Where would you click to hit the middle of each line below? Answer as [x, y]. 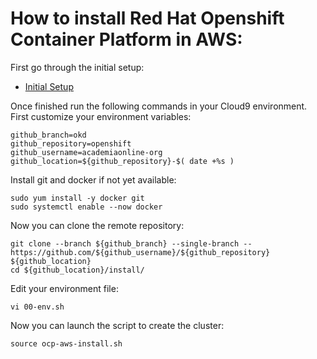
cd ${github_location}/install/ [77, 270]
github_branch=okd [48, 135]
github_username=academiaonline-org [86, 152]
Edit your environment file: [64, 288]
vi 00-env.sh [37, 307]
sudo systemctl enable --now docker [86, 207]
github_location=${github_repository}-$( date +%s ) [122, 161]
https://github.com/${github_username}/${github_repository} [140, 252]
